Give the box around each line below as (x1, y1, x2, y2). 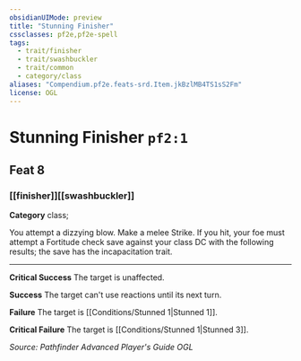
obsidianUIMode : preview (9, 13, 102, 22)
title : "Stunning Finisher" (9, 22, 115, 31)
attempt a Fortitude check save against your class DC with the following (9, 237, 275, 248)
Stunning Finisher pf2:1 (9, 127, 188, 147)
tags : (9, 38, 30, 48)
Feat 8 (9, 163, 45, 178)
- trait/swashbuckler (17, 55, 99, 64)
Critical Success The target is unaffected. (9, 272, 165, 283)
